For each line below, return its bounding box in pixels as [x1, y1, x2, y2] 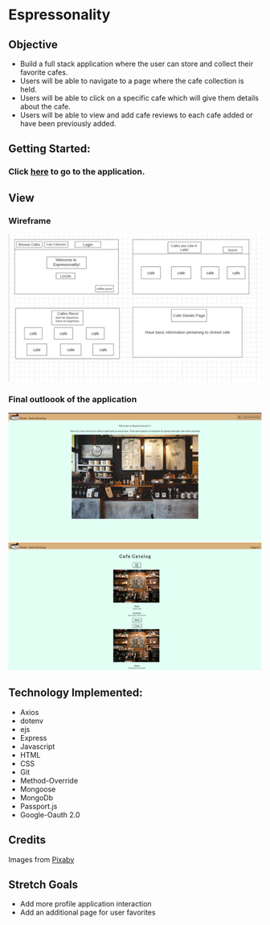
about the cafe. [19, 102, 71, 111]
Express [19, 733, 47, 742]
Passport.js [19, 801, 58, 811]
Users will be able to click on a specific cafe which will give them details [19, 93, 260, 102]
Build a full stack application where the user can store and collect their [19, 59, 254, 68]
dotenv [19, 716, 44, 726]
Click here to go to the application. [8, 166, 145, 178]
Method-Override [19, 775, 79, 785]
